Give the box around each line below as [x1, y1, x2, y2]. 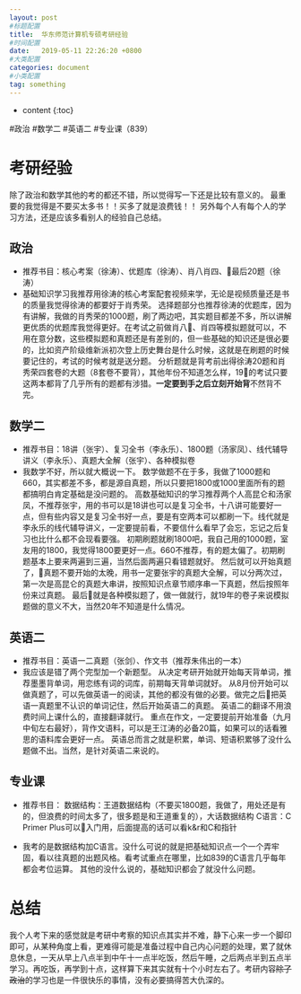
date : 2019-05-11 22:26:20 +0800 [9, 47, 142, 56]
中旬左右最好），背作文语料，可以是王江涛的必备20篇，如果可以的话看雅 [21, 723, 288, 733]
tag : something [9, 80, 66, 89]
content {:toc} [21, 104, 74, 115]
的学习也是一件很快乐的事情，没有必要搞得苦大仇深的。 [25, 974, 229, 985]
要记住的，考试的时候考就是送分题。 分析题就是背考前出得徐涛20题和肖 [21, 356, 287, 366]
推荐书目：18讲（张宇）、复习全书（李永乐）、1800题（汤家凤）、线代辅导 [21, 444, 288, 454]
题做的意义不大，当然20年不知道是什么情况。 [21, 601, 190, 611]
